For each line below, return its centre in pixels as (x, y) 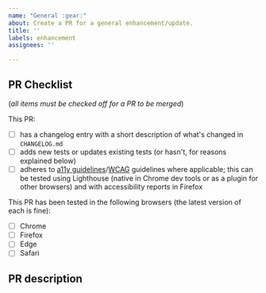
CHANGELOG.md (41, 144)
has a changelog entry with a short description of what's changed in (131, 134)
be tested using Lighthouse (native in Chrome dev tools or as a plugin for (139, 178)
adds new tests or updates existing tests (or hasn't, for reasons (123, 152)
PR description (46, 278)
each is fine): (30, 211)
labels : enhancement (42, 38)
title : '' (25, 30)
